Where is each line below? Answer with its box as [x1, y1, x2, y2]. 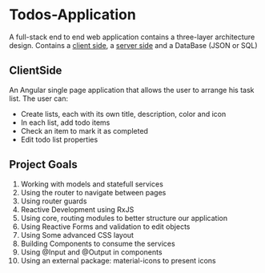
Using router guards [20, 196, 87, 206]
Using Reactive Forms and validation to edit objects [20, 222, 191, 231]
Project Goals [9, 158, 78, 171]
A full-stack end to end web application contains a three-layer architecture [9, 32, 255, 42]
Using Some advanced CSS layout [20, 230, 135, 239]
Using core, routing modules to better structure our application [20, 213, 227, 223]
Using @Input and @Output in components [20, 247, 163, 257]
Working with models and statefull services [20, 179, 163, 189]
